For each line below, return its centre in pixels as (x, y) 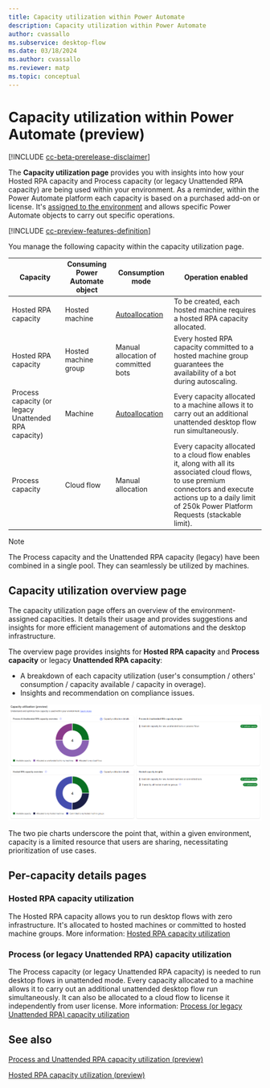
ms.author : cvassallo (45, 60)
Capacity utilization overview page (98, 591)
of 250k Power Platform (213, 507)
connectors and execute (214, 489)
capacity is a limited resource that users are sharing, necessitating (119, 842)
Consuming (87, 264)
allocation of (136, 355)
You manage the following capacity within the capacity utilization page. (126, 246)
